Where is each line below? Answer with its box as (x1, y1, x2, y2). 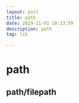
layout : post (6, 8, 39, 15)
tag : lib (6, 32, 28, 38)
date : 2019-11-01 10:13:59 (6, 20, 74, 26)
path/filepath (6, 87, 57, 97)
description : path (6, 25, 52, 32)
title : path (6, 15, 36, 21)
